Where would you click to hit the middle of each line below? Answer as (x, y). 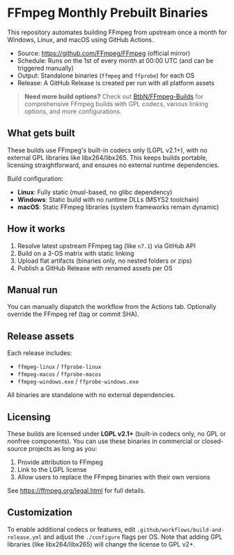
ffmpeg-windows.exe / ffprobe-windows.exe (78, 382)
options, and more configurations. (73, 111)
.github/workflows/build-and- (181, 530)
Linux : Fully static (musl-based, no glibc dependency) (95, 192)
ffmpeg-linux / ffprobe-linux (59, 367)
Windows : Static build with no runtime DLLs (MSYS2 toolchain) (108, 199)
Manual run (32, 290)
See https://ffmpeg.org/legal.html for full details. (77, 490)
